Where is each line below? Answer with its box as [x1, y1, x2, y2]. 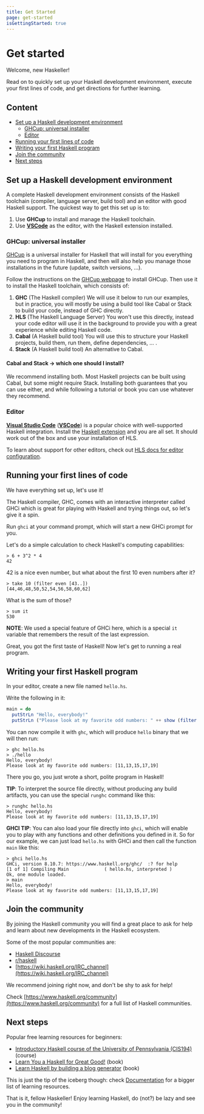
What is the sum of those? [6, 596, 72, 603]
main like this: [6, 844, 39, 851]
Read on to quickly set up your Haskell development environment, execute [6, 78, 192, 86]
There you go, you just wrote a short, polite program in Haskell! [6, 773, 164, 780]
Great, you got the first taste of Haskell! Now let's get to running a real [6, 642, 182, 650]
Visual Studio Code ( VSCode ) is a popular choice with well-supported [6, 421, 183, 428]
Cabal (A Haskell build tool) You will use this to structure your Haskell [15, 332, 189, 340]
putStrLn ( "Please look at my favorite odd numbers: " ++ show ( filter [12, 718, 197, 724]
